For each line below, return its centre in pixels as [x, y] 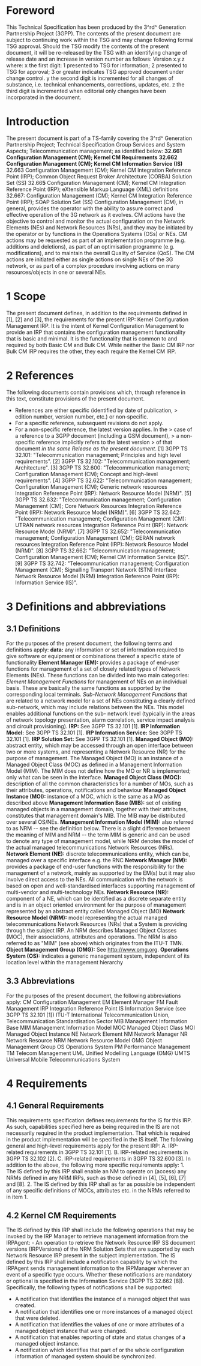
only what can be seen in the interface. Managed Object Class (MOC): [94, 777]
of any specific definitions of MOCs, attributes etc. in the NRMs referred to [98, 1190]
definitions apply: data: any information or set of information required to [95, 650]
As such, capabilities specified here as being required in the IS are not [93, 1126]
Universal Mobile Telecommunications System [63, 1059]
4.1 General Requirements [55, 1106]
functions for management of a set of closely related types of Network [93, 669]
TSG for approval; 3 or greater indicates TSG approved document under [95, 71]
